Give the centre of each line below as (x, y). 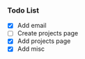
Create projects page (48, 33)
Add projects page (44, 41)
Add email (32, 26)
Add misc (31, 49)
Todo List (23, 10)
